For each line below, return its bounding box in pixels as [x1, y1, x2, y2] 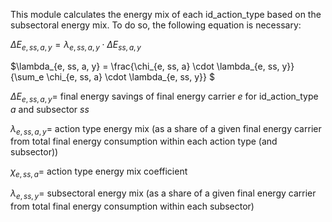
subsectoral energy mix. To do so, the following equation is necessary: [10, 19, 302, 31]
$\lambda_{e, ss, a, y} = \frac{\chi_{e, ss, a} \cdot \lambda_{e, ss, [10, 60, 280, 72]
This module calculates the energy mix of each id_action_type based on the [10, 9, 322, 20]
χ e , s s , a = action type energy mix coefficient [10, 165, 188, 180]
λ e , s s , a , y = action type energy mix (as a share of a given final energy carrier [10, 122, 322, 137]
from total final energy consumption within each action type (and [10, 135, 278, 148]
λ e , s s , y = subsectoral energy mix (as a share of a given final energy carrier [10, 187, 317, 201]
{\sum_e [10, 70, 45, 83]
